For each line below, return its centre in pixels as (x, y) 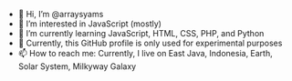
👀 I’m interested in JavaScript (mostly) (90, 24)
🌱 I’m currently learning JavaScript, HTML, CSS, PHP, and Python (141, 33)
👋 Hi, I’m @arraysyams (61, 14)
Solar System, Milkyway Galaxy (77, 66)
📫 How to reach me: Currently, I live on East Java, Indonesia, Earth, (146, 53)
